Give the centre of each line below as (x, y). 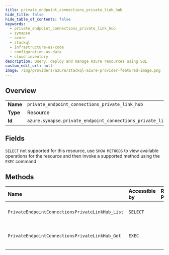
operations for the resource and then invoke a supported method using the (82, 156)
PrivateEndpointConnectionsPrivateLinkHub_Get (65, 236)
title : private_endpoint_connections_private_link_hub (64, 10)
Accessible (142, 191)
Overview (21, 91)
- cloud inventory (29, 56)
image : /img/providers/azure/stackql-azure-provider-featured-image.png (83, 71)
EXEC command (21, 161)
